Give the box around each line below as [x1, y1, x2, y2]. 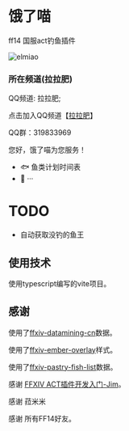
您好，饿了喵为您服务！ [8, 145, 86, 154]
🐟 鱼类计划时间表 [19, 163, 81, 172]
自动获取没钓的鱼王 [19, 230, 85, 239]
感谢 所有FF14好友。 [8, 413, 77, 423]
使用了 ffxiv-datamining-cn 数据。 [8, 327, 117, 337]
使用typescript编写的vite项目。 [8, 278, 111, 288]
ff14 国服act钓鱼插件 [8, 36, 76, 45]
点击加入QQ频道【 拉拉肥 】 [8, 111, 98, 120]
